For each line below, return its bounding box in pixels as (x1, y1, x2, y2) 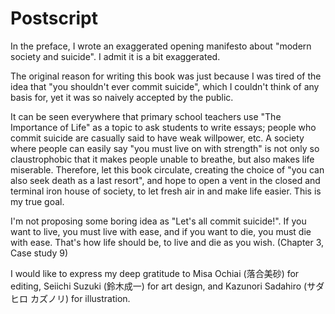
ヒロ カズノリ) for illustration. (10, 292, 131, 304)
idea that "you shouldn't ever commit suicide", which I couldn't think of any (10, 80, 320, 92)
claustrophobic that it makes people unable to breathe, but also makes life (10, 153, 315, 165)
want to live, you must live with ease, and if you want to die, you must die (10, 225, 312, 237)
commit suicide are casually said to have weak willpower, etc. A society (10, 132, 305, 144)
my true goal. (10, 195, 65, 207)
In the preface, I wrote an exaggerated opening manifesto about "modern (10, 40, 312, 52)
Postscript (10, 7, 98, 30)
